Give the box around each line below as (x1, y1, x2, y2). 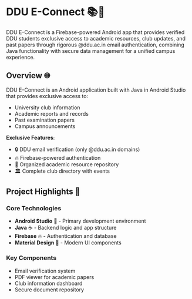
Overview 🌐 (6, 70, 50, 80)
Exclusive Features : (6, 134, 55, 141)
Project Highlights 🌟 (6, 187, 80, 197)
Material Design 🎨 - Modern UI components (14, 239, 122, 246)
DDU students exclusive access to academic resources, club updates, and (6, 35, 186, 42)
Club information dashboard (14, 280, 83, 287)
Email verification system (14, 267, 76, 274)
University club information (14, 104, 80, 111)
